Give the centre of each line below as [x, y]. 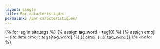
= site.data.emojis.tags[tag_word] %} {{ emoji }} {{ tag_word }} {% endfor [79, 37]
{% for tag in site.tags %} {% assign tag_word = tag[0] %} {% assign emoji [80, 32]
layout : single [20, 9]
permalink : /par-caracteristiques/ [41, 18]
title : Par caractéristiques [35, 14]
